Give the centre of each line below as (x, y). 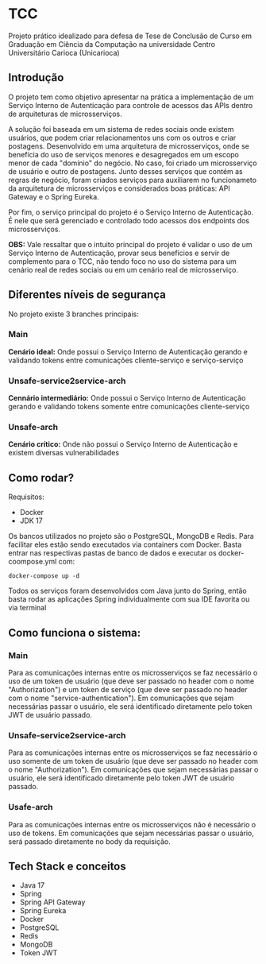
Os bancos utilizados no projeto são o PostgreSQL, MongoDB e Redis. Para (131, 536)
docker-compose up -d (44, 576)
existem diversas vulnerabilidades (64, 453)
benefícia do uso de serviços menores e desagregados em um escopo (124, 154)
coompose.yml (33, 562)
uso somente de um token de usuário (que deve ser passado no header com (133, 761)
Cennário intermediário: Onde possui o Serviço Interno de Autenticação (127, 398)
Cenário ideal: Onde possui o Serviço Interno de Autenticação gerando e (128, 351)
